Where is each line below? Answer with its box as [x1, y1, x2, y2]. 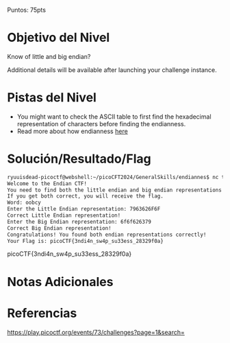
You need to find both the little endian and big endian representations [7, 187, 222, 193]
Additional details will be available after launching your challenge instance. [7, 65, 217, 74]
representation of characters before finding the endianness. [16, 119, 186, 128]
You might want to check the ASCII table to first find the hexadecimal [16, 113, 212, 121]
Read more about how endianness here [16, 127, 128, 135]
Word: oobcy [7, 199, 41, 206]
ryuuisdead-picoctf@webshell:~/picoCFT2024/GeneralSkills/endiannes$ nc [7, 174, 219, 180]
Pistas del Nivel [7, 90, 97, 106]
